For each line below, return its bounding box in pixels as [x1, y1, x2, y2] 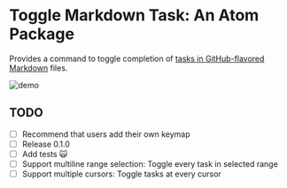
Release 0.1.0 [21, 139, 71, 149]
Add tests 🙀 [21, 148, 68, 159]
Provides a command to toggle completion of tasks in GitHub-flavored [9, 53, 265, 64]
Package [9, 24, 75, 44]
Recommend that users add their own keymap [21, 129, 190, 139]
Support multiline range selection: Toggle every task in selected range [21, 158, 279, 169]
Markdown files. [9, 63, 68, 73]
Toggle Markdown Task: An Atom [9, 5, 260, 26]
